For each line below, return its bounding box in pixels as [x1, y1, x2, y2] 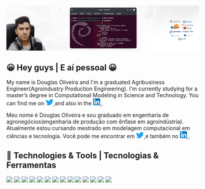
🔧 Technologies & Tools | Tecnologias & [6, 150, 159, 161]
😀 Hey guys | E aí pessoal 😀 [6, 62, 117, 73]
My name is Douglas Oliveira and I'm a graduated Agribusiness [6, 79, 165, 86]
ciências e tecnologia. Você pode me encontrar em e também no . [6, 133, 190, 140]
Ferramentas [6, 160, 56, 170]
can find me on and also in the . [6, 100, 103, 107]
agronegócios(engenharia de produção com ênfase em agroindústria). [6, 118, 184, 125]
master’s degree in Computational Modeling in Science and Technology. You [6, 92, 199, 99]
